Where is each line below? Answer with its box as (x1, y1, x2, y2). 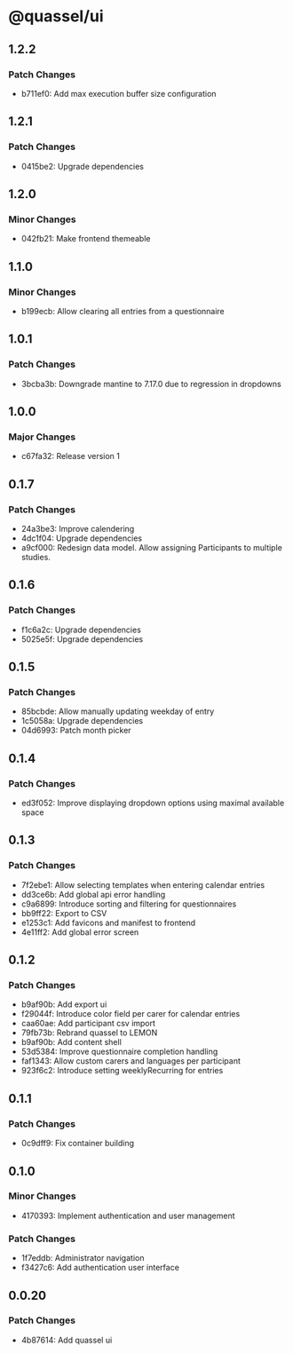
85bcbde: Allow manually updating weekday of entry (20, 706, 215, 717)
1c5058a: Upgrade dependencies (20, 716, 144, 726)
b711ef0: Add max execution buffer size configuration (20, 88, 217, 99)
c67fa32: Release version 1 (20, 451, 121, 462)
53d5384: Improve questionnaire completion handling (20, 1046, 218, 1057)
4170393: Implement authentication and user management (20, 1210, 236, 1221)
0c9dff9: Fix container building (20, 1138, 135, 1149)
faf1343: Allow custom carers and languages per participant (20, 1056, 242, 1066)
